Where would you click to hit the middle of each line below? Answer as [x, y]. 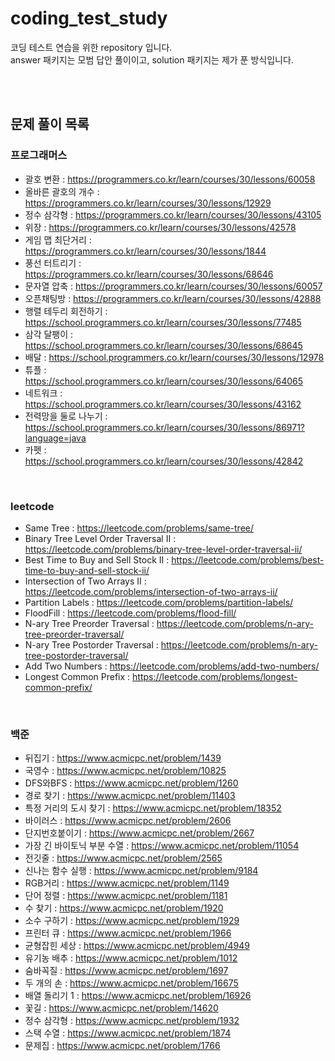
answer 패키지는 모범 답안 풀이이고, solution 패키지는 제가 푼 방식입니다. [152, 59]
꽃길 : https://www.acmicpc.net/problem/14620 [121, 1008]
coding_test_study [89, 18]
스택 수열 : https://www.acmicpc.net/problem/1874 [128, 1033]
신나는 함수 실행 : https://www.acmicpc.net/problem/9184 [141, 871]
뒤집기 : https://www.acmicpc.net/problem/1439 [123, 758]
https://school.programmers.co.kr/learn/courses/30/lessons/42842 [164, 461]
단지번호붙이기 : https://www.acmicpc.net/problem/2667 [139, 833]
